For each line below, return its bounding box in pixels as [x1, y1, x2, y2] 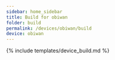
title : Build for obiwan [6, 14, 68, 20]
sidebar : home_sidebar [6, 8, 63, 15]
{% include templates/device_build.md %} [6, 47, 110, 54]
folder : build [6, 20, 42, 26]
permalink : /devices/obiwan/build [6, 25, 92, 31]
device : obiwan [6, 31, 44, 37]
